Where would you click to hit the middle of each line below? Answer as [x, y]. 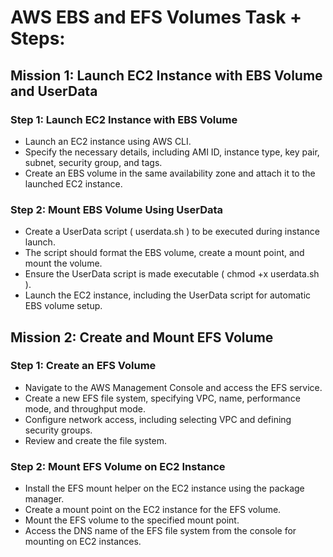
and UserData [54, 91]
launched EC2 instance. [73, 183]
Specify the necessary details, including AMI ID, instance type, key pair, [172, 152]
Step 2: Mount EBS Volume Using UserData [117, 209]
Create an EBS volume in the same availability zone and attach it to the [170, 173]
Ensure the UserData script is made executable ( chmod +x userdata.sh [172, 274]
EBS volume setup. [63, 306]
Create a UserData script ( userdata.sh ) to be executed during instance [172, 232]
